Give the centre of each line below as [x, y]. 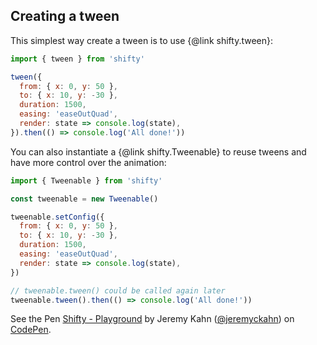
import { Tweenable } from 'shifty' [86, 180]
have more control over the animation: [88, 162]
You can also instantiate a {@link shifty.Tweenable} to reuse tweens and [158, 151]
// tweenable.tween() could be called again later [118, 290]
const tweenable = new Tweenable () [84, 199]
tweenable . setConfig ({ [57, 217]
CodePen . [31, 330]
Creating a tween [65, 16]
